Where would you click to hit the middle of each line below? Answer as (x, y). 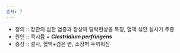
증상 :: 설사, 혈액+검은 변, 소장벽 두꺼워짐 (62, 44)
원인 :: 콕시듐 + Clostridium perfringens (63, 37)
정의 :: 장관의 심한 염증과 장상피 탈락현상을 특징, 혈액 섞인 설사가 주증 (94, 29)
